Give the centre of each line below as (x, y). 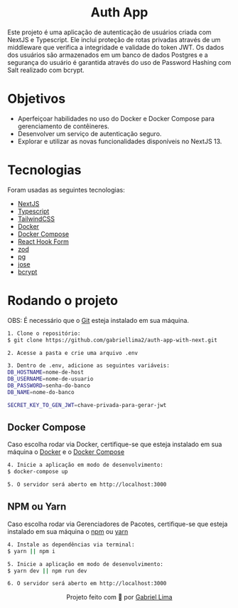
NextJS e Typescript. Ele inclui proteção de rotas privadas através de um (114, 39)
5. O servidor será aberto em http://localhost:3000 (87, 485)
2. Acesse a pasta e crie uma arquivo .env (73, 353)
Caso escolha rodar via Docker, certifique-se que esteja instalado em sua (115, 444)
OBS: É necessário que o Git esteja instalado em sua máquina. (98, 320)
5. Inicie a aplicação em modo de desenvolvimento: (85, 564)
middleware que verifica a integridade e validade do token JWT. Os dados (116, 47)
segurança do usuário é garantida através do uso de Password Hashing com (119, 62)
